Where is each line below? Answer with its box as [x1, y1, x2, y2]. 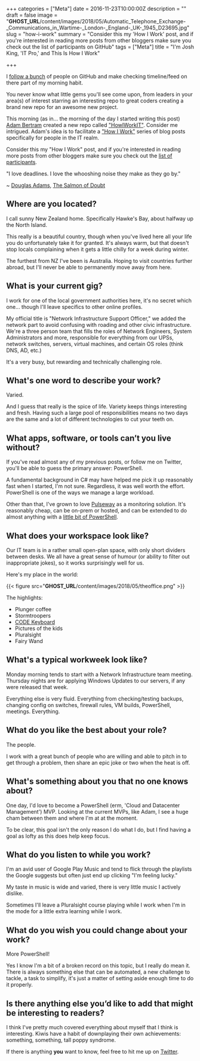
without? [6, 442, 40, 453]
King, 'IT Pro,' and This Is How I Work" [6, 50, 100, 56]
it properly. [6, 981, 33, 989]
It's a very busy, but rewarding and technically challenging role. [6, 358, 162, 365]
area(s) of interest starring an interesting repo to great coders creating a [6, 97, 184, 104]
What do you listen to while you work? [6, 850, 151, 860]
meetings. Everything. [6, 708, 60, 715]
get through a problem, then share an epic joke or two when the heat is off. [6, 759, 190, 766]
